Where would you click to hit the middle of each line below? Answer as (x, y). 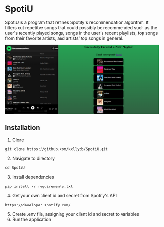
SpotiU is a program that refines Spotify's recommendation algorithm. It (77, 22)
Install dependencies (33, 177)
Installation (22, 128)
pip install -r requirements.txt (39, 186)
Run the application (31, 219)
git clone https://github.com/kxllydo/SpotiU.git (57, 149)
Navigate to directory (33, 158)
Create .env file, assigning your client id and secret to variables (75, 214)
